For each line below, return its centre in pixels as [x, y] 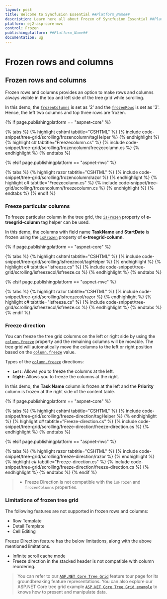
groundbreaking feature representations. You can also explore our [85, 581]
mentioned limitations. [28, 546]
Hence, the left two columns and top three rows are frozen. [66, 112]
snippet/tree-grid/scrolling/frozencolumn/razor [53, 177]
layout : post [19, 10]
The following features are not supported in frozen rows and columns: [77, 511]
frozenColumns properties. [51, 487]
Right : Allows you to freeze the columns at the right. [66, 377]
